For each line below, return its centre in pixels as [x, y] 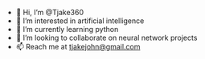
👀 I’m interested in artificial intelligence [80, 21]
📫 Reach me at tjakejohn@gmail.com [78, 47]
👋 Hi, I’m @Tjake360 [50, 12]
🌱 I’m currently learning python [67, 29]
